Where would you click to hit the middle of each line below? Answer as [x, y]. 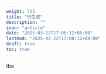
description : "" [26, 22]
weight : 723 [20, 11]
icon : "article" [26, 28]
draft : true [20, 44]
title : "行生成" [25, 17]
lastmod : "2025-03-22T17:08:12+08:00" [53, 38]
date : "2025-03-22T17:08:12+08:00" [49, 33]
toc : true [18, 50]
